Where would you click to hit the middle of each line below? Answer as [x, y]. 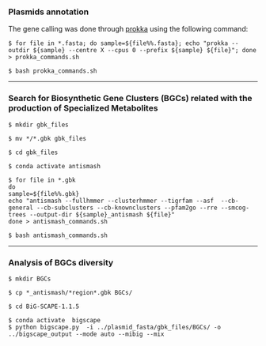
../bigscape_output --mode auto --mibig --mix [86, 334]
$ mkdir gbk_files [38, 125]
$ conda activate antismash [55, 166]
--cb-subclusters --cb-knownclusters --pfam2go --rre [127, 208]
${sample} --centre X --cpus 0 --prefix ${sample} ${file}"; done [145, 51]
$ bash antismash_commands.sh [58, 235]
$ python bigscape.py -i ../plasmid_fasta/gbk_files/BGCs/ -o [115, 327]
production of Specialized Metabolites [83, 108]
